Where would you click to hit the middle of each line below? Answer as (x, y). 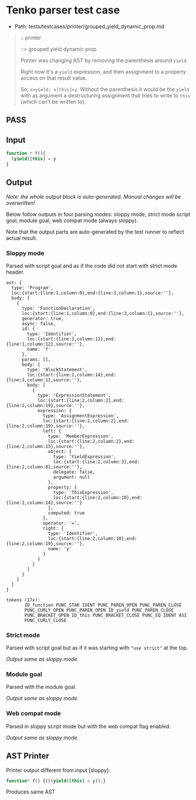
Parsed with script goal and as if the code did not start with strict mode (92, 265)
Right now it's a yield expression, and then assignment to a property (103, 71)
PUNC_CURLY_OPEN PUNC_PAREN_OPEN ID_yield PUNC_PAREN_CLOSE (99, 610)
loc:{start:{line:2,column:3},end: (97, 462)
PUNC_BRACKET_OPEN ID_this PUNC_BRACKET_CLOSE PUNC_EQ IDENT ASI (106, 615)
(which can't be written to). (53, 101)
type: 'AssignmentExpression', (81, 416)
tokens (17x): (23, 600)
